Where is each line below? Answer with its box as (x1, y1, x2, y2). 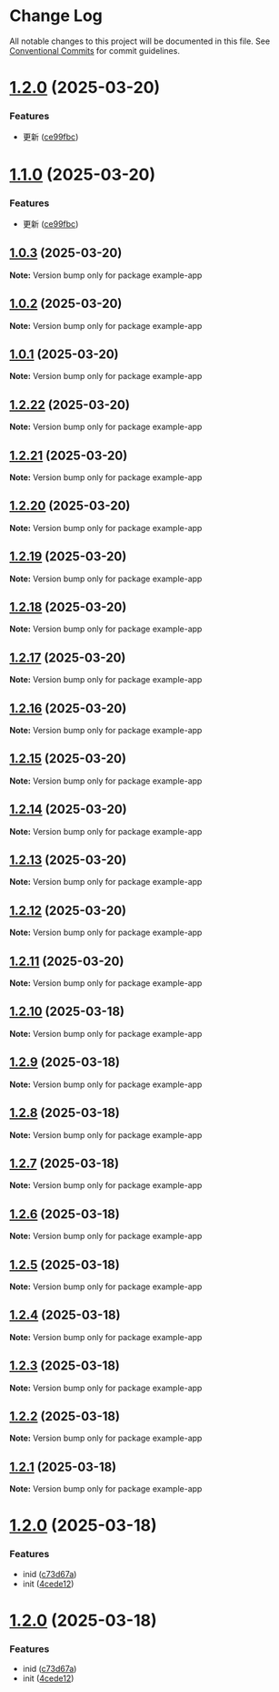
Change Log (9, 5, 103, 26)
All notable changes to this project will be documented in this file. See (9, 36, 271, 46)
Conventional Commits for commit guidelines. (9, 45, 180, 56)
